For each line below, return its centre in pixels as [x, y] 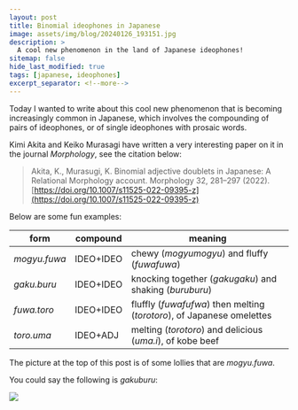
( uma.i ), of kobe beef [176, 340]
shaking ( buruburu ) [172, 290]
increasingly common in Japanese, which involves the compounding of [139, 118]
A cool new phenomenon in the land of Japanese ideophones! [130, 50]
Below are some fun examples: [66, 216]
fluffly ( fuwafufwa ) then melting [198, 304]
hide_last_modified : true [57, 67]
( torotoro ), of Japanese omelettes [202, 315]
